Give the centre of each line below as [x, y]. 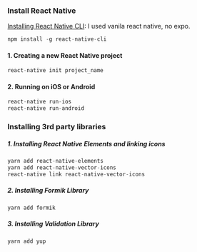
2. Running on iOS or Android [51, 86]
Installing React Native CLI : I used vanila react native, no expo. [99, 26]
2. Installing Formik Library [48, 191]
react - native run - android [46, 109]
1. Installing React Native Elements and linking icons [86, 143]
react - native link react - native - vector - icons [76, 174]
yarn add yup [27, 241]
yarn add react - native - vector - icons [62, 167]
